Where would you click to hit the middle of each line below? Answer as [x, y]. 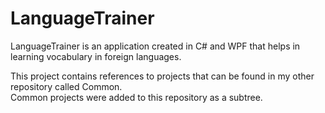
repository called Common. [66, 86]
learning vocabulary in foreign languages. [96, 56]
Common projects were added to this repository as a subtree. [136, 97]
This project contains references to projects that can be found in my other [162, 76]
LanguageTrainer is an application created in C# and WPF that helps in [155, 46]
